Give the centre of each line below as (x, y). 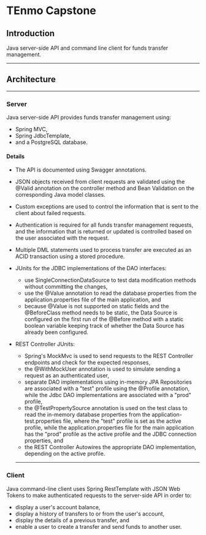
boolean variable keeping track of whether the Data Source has (105, 326)
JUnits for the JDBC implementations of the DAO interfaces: (91, 268)
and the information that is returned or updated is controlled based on (103, 232)
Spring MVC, (31, 129)
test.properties (43, 421)
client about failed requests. (50, 213)
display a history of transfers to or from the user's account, (90, 514)
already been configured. (56, 332)
